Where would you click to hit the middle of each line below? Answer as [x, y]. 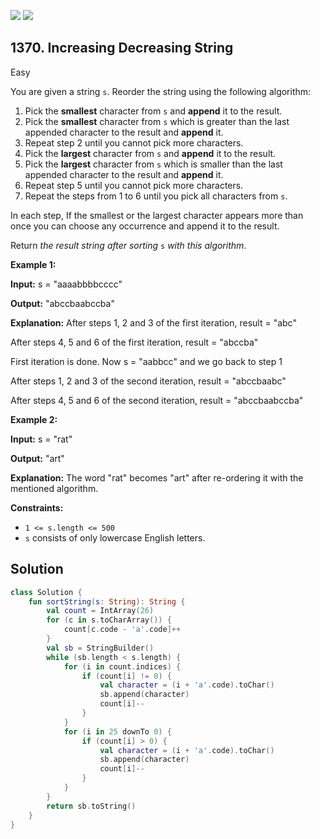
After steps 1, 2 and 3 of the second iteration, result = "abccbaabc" [148, 381]
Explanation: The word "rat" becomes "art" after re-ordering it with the [157, 477]
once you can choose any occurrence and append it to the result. [145, 226]
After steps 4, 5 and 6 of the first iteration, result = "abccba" [134, 342]
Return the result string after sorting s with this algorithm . [128, 245]
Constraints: [37, 507]
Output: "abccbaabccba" [62, 303]
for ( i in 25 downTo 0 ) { [117, 731]
